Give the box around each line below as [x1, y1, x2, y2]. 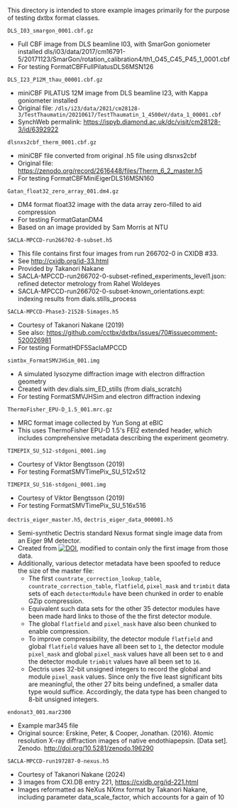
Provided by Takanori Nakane [17, 265, 104, 272]
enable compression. [28, 627, 90, 635]
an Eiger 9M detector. [17, 536, 82, 545]
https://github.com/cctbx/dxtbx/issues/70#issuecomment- [46, 329, 218, 336]
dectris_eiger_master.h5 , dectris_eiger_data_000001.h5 [7, 515, 174, 523]
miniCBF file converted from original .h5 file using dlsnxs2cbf [17, 151, 197, 159]
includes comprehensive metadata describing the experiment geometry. [17, 434, 229, 442]
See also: [17, 329, 45, 336]
